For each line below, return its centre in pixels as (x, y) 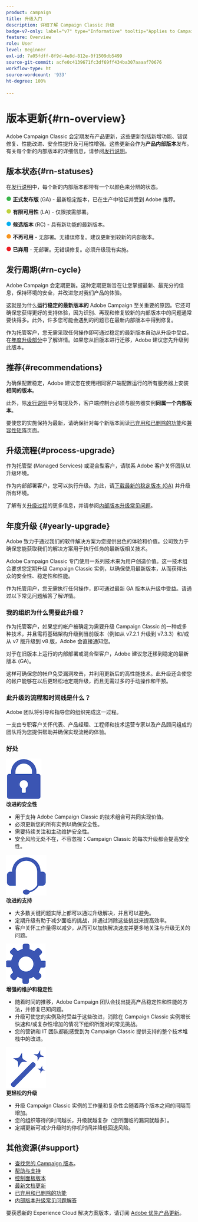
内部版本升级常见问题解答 (46, 1200)
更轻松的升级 (22, 1093)
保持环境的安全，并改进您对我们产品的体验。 (70, 293)
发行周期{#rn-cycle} (44, 270)
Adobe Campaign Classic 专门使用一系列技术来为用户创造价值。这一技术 (94, 561)
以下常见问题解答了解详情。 (44, 596)
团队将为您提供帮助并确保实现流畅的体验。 (58, 732)
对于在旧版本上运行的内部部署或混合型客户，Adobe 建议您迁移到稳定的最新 (98, 654)
